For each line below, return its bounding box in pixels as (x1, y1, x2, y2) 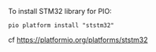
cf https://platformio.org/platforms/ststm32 (8, 35, 148, 44)
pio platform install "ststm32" (8, 22, 114, 29)
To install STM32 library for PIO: (8, 7, 112, 16)
